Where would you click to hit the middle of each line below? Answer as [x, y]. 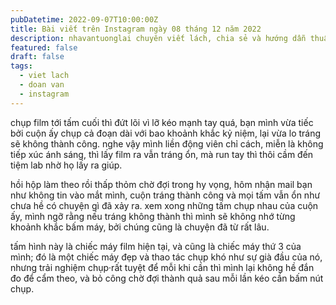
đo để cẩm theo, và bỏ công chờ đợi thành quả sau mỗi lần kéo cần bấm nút [167, 278]
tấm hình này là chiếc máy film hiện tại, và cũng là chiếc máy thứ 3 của [156, 246]
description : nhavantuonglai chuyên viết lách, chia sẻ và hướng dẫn [158, 38]
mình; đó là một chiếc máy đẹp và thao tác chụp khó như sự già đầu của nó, [166, 257]
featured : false [44, 47]
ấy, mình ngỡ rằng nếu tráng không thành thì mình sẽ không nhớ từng [153, 216]
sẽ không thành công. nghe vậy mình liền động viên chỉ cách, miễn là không [167, 143]
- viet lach [44, 76]
